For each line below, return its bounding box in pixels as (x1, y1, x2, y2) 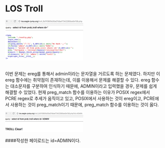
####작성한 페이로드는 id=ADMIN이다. (5, 137, 81, 144)
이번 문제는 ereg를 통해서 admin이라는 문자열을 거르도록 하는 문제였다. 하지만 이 (5, 71, 161, 77)
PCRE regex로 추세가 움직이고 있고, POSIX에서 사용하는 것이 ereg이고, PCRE (5, 96, 155, 101)
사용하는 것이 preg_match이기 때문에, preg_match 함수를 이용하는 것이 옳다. (10, 102, 159, 108)
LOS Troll (5, 3, 43, 14)
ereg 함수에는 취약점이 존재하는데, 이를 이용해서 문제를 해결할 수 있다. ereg (5, 77, 150, 83)
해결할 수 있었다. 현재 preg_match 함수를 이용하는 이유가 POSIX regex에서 (5, 90, 150, 96)
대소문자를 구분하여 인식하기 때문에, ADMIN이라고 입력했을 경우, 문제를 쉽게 (10, 83, 157, 89)
